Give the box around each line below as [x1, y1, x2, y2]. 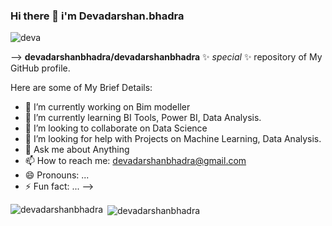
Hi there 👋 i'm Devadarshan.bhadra [10, 9, 185, 23]
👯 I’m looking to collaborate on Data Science [24, 122, 208, 134]
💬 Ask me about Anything [24, 144, 130, 156]
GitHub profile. [10, 62, 71, 74]
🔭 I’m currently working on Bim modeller [24, 101, 191, 113]
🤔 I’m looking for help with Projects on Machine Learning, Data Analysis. [24, 133, 322, 145]
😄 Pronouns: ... [24, 169, 90, 181]
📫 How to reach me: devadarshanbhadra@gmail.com [24, 155, 247, 167]
